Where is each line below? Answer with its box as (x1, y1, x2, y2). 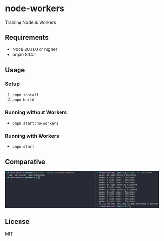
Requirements (5, 33, 49, 42)
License (5, 217, 30, 226)
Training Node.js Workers (5, 19, 56, 25)
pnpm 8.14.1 (12, 51, 36, 57)
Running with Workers (5, 132, 60, 139)
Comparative (5, 158, 45, 166)
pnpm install (12, 93, 39, 97)
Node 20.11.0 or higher (12, 46, 58, 52)
